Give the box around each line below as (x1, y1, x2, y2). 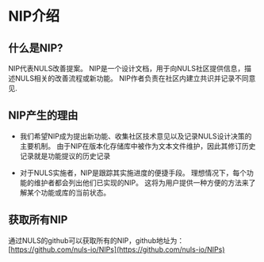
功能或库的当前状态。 (40, 188, 111, 197)
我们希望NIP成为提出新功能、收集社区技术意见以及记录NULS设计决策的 (19, 131, 252, 141)
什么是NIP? (8, 41, 63, 55)
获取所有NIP (8, 213, 68, 226)
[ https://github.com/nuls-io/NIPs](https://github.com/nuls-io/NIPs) (8, 245, 225, 254)
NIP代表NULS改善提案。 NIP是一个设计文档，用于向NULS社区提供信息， (8, 64, 245, 73)
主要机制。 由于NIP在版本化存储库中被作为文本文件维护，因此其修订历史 (19, 141, 256, 150)
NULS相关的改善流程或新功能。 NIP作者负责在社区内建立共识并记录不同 (14, 74, 250, 83)
